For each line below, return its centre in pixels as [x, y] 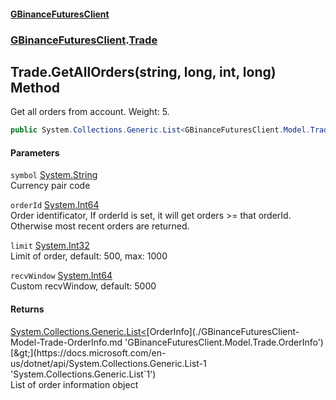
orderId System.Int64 [55, 205]
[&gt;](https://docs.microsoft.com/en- [88, 352]
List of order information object [74, 384]
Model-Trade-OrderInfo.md [66, 342]
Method [35, 87]
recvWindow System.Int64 [61, 276]
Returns [27, 309]
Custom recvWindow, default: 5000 [83, 286]
